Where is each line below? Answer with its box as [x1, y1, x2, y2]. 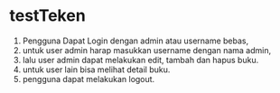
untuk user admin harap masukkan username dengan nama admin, [22, 44, 272, 55]
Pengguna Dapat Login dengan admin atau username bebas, [22, 35, 249, 46]
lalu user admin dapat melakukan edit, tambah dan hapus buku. [22, 54, 259, 65]
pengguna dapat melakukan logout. [22, 73, 155, 84]
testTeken [9, 5, 86, 26]
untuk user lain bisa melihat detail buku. [22, 64, 171, 75]
